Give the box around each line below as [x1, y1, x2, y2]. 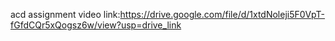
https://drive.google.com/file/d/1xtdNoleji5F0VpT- [119, 9, 326, 20]
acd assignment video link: [10, 9, 121, 20]
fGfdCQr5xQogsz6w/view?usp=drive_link [10, 19, 182, 31]
